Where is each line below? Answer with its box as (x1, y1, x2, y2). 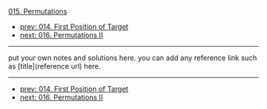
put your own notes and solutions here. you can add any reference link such (8, 53, 257, 62)
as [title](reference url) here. (8, 62, 102, 70)
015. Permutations (8, 7, 68, 16)
